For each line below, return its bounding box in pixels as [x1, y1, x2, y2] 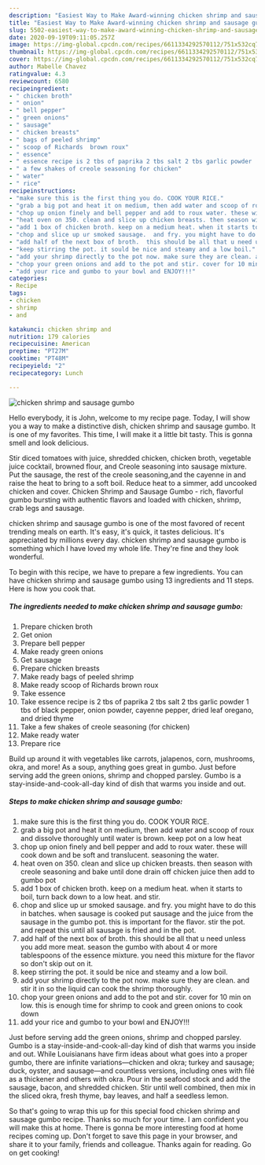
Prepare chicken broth [20, 622, 93, 631]
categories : [9, 274, 48, 283]
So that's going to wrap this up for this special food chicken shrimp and [9, 1106, 241, 1115]
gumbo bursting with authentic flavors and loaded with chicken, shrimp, [9, 494, 242, 504]
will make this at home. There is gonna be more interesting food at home [9, 1123, 244, 1132]
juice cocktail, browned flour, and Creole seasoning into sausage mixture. [9, 461, 247, 471]
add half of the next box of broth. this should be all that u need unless [20, 933, 246, 943]
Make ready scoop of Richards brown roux [20, 680, 159, 689]
